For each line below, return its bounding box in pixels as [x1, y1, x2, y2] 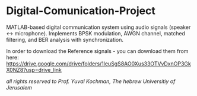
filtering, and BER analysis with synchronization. [6, 36, 123, 43]
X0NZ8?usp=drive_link [6, 66, 62, 73]
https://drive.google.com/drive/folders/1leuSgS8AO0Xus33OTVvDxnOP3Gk [6, 60, 191, 67]
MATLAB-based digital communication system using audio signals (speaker [6, 24, 191, 31]
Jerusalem [6, 84, 33, 91]
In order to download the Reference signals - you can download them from [6, 47, 189, 54]
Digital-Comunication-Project [6, 4, 155, 18]
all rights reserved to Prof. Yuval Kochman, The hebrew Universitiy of [6, 78, 176, 85]
